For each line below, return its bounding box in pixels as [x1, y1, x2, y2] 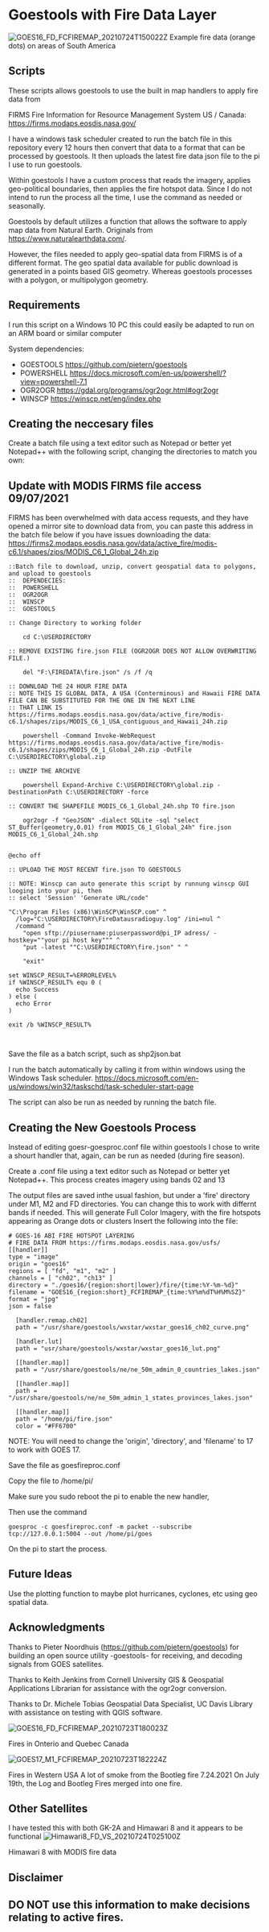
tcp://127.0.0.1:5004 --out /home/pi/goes [8, 1530, 153, 1538]
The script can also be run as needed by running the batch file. [8, 1097, 217, 1107]
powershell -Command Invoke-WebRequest [22, 732, 157, 740]
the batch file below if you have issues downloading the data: [8, 530, 211, 540]
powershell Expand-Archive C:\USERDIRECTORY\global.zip [22, 782, 214, 790]
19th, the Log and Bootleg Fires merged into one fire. [8, 1778, 183, 1788]
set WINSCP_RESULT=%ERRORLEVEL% [8, 972, 116, 980]
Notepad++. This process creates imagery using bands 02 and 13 [8, 1175, 226, 1184]
